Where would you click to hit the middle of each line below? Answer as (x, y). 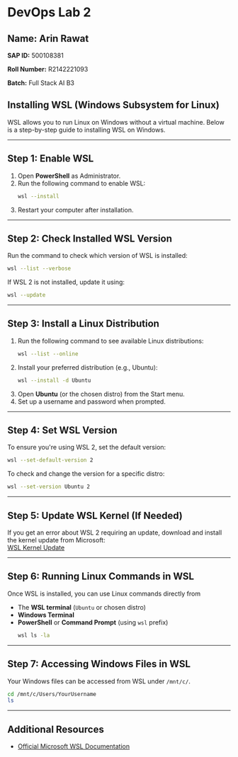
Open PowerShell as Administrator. (69, 176)
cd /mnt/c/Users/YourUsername (52, 694)
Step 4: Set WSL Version (63, 430)
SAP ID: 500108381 (35, 55)
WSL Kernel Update (36, 547)
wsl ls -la (34, 635)
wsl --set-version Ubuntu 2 (49, 487)
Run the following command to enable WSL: (81, 183)
